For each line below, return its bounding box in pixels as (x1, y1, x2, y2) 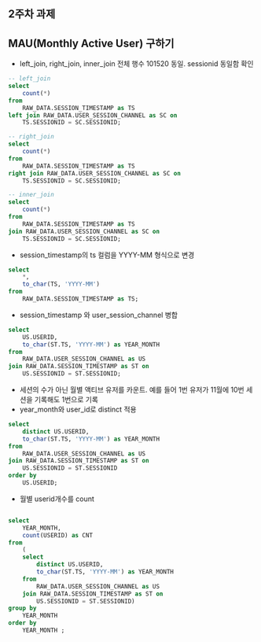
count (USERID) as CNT (22, 531, 93, 539)
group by (8, 604, 37, 612)
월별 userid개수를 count (19, 494, 94, 504)
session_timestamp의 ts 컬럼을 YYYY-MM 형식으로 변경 (19, 250, 195, 260)
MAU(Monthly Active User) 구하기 (8, 36, 175, 50)
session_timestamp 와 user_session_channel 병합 (19, 310, 178, 319)
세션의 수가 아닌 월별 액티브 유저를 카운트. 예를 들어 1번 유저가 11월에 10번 (19, 385, 245, 395)
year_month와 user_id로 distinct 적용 (19, 404, 137, 415)
